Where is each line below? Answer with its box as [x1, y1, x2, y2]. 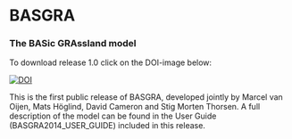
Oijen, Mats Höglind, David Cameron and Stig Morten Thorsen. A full [9, 102, 261, 112]
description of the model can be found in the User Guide [9, 110, 217, 121]
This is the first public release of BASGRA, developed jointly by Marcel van [9, 92, 283, 102]
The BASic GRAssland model [9, 37, 137, 50]
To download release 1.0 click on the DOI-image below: [9, 57, 213, 68]
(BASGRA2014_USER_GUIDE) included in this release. [9, 120, 205, 131]
